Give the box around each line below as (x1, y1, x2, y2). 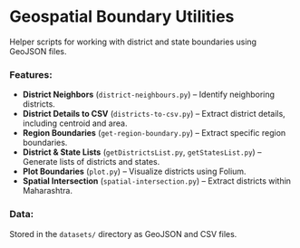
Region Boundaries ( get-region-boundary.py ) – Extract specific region (22, 128, 286, 138)
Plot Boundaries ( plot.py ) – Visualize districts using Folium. (22, 166, 247, 177)
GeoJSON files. (9, 45, 67, 56)
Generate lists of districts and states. (22, 157, 160, 167)
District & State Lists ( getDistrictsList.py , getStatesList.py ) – (22, 147, 262, 157)
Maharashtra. (22, 186, 73, 196)
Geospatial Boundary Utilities (9, 6, 235, 27)
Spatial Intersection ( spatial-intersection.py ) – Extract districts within (22, 176, 292, 186)
